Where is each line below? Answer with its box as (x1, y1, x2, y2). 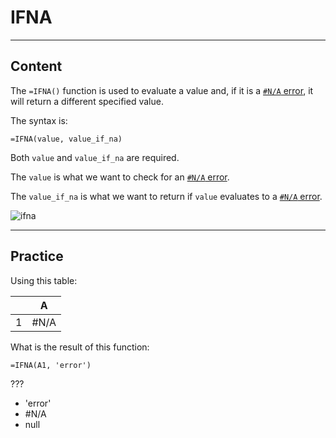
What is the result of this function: (10, 341, 150, 353)
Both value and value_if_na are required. (10, 151, 180, 163)
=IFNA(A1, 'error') (10, 360, 92, 370)
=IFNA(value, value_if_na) (10, 134, 123, 144)
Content (10, 58, 63, 75)
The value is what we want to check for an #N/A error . (10, 171, 230, 183)
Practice (10, 248, 64, 265)
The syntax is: (10, 114, 68, 126)
